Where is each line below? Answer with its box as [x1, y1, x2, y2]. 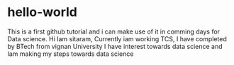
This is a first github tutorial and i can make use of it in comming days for [7, 27, 221, 36]
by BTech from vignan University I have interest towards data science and [7, 42, 223, 50]
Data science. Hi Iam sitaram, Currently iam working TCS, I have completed [7, 34, 227, 43]
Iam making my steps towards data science [7, 50, 134, 58]
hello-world [7, 4, 78, 20]
